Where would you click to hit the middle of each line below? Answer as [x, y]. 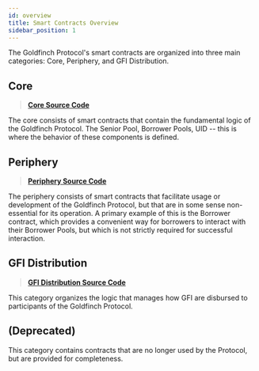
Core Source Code [58, 105]
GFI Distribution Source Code [77, 282]
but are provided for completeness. [66, 358]
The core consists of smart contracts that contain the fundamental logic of [129, 120]
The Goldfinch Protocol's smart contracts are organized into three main [124, 53]
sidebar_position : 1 [42, 30]
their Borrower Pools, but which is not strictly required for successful [121, 230]
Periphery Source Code [67, 181]
